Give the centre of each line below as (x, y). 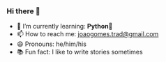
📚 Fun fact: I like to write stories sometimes (80, 52)
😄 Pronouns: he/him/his (51, 44)
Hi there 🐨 (24, 11)
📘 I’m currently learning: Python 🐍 (65, 26)
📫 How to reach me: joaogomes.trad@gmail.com (88, 34)
